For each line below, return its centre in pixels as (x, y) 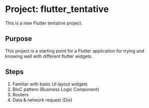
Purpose (19, 39)
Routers (20, 94)
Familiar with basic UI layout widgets (50, 84)
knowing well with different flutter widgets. (49, 56)
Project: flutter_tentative (57, 9)
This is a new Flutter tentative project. (44, 23)
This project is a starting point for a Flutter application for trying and (75, 50)
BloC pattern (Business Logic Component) (56, 89)
